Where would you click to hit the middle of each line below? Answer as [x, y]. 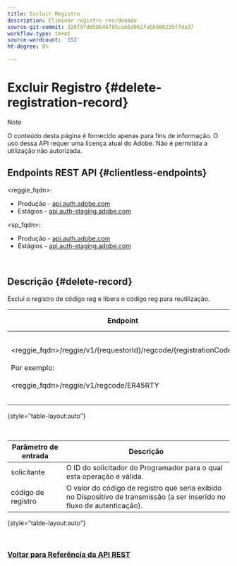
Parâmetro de [35, 447]
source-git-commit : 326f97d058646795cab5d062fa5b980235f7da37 [101, 27]
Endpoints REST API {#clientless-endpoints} [107, 173]
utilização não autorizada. [45, 150]
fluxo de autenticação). [104, 505]
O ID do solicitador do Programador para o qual [144, 467]
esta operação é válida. [105, 476]
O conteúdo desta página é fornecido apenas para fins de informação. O [113, 135]
